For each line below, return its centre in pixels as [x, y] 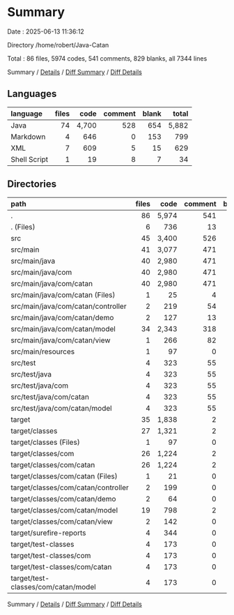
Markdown [28, 137]
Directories [32, 184]
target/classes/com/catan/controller [70, 487]
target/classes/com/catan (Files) [64, 476]
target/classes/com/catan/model [64, 510]
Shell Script [30, 159]
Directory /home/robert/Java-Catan [58, 45]
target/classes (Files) [45, 442]
